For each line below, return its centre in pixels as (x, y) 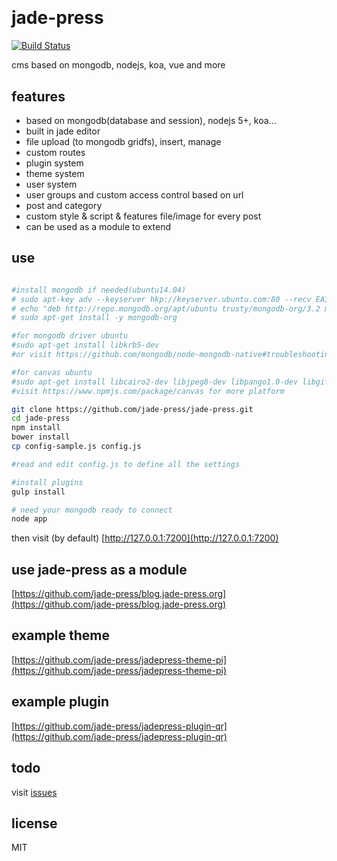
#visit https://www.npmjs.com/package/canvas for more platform (148, 391)
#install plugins (47, 482)
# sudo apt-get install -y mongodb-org (94, 318)
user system (51, 184)
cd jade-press (41, 418)
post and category (64, 205)
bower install (41, 437)
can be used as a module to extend (98, 226)
